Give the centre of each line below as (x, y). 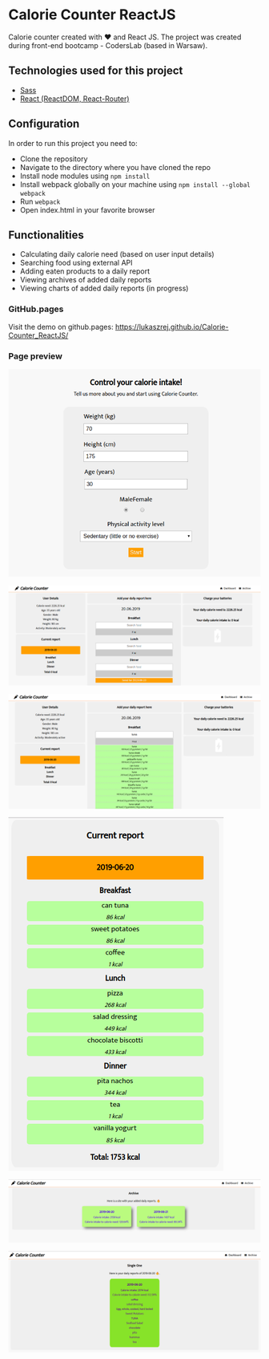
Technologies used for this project (96, 71)
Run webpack (40, 201)
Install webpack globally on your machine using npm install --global (135, 184)
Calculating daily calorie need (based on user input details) (117, 254)
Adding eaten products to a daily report (85, 271)
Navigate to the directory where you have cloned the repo (115, 167)
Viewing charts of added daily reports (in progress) (104, 288)
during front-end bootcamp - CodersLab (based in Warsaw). (108, 45)
